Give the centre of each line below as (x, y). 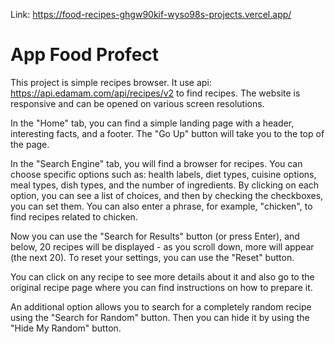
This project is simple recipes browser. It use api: (111, 82)
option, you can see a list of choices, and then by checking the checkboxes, (167, 195)
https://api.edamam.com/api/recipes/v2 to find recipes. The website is (155, 93)
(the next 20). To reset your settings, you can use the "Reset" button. (152, 257)
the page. (30, 144)
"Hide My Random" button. (66, 328)
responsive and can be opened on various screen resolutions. (137, 103)
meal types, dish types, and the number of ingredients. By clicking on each (165, 185)
